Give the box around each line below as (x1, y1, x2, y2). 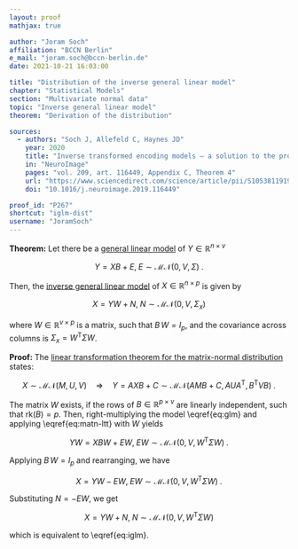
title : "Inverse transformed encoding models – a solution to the (25, 152, 276, 161)
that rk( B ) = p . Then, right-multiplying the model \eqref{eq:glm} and (9, 409, 257, 420)
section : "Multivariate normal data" (9, 94, 149, 103)
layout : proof (9, 12, 62, 22)
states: (9, 361, 34, 373)
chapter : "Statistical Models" (9, 86, 125, 95)
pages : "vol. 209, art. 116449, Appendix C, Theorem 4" (25, 168, 237, 177)
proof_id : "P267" (9, 200, 74, 209)
